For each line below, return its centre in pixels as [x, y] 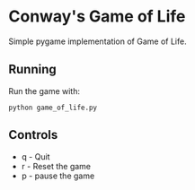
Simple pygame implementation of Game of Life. [97, 41]
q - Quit [35, 156]
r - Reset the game [56, 166]
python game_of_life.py [53, 108]
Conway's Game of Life [97, 17]
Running [33, 69]
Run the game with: [44, 91]
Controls [33, 135]
